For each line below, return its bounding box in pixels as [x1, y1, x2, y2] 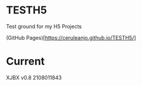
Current [6, 55, 45, 68]
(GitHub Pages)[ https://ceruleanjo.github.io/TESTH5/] [6, 34, 136, 41]
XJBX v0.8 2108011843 [6, 74, 62, 81]
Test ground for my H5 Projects [6, 23, 82, 30]
